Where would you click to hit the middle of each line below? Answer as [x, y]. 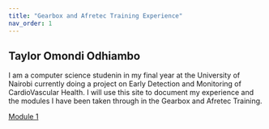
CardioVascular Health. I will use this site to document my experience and [131, 93]
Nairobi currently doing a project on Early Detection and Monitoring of [125, 84]
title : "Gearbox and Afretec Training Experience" [96, 16]
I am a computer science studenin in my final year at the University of [124, 75]
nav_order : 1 [30, 23]
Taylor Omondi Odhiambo [74, 56]
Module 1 [23, 117]
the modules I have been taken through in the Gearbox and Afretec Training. [135, 101]
